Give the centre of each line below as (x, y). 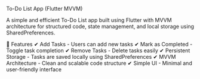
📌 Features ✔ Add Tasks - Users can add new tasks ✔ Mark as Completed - (99, 44)
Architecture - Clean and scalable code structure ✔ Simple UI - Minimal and (99, 63)
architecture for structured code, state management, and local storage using (100, 26)
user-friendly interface (34, 69)
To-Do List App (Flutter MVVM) (44, 9)
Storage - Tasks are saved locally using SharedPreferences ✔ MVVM (91, 57)
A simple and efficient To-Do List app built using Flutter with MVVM (89, 20)
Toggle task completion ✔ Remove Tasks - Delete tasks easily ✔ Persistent (98, 50)
